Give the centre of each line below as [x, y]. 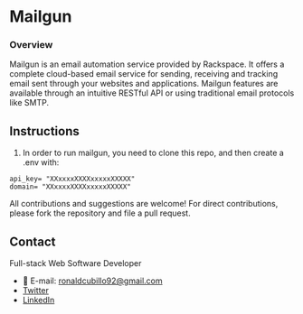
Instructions [44, 131]
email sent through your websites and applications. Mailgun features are [144, 84]
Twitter [36, 291]
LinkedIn [38, 300]
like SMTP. [29, 103]
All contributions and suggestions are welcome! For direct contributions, [144, 204]
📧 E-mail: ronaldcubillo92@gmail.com [92, 281]
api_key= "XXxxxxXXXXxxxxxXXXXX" [72, 179]
